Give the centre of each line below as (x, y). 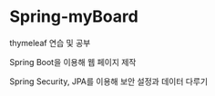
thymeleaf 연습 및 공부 (50, 43)
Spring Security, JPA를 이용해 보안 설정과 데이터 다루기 (108, 81)
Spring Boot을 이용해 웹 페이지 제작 (73, 62)
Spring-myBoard (74, 17)
